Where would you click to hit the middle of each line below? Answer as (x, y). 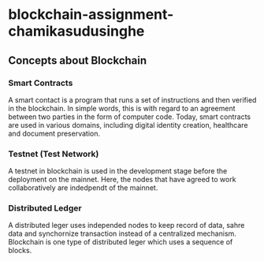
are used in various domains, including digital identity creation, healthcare (128, 125)
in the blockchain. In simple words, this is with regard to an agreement (122, 108)
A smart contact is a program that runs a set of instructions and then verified (132, 99)
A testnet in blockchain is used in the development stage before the (118, 171)
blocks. (20, 251)
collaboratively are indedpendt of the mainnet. (83, 188)
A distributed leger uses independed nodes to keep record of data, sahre (126, 226)
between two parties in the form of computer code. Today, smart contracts (129, 117)
